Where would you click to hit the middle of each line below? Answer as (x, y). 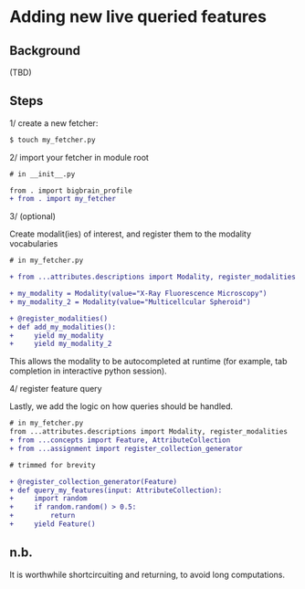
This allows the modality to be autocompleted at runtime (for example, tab (148, 362)
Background (45, 51)
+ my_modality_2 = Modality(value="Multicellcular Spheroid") (130, 302)
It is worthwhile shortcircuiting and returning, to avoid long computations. (147, 574)
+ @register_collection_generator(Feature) (94, 481)
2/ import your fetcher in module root (79, 157)
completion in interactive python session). (88, 371)
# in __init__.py (42, 174)
